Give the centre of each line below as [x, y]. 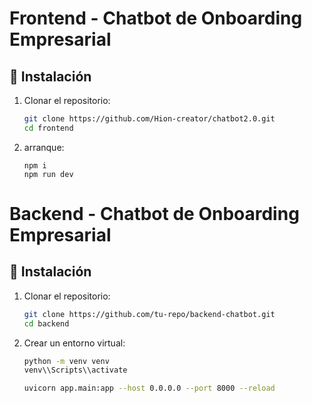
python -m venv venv [66, 361]
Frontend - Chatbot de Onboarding [156, 18]
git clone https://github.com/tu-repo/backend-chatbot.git [149, 314]
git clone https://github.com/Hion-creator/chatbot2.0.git [149, 119]
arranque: [44, 147]
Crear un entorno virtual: [74, 343]
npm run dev [48, 174]
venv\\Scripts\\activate [75, 370]
